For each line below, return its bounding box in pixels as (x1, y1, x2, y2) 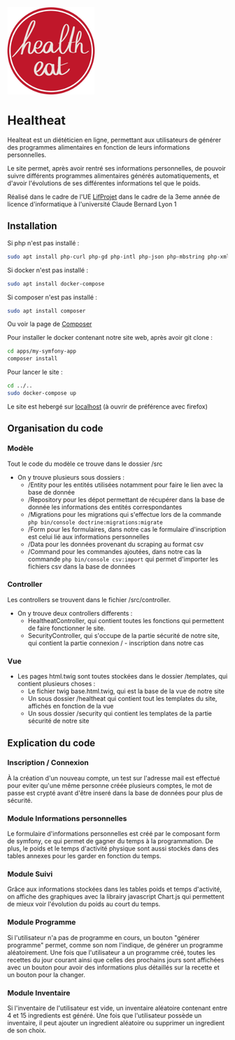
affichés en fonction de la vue (27, 702, 114, 711)
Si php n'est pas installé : (7, 238, 80, 247)
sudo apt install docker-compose (7, 280, 105, 287)
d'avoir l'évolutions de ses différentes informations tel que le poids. (7, 178, 201, 187)
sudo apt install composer (7, 307, 86, 314)
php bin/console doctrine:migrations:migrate (27, 519, 163, 526)
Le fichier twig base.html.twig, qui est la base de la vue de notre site (27, 687, 225, 695)
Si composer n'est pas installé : (7, 293, 98, 301)
